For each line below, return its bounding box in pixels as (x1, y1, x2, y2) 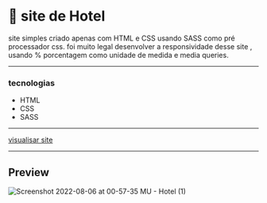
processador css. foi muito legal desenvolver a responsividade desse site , (8, 41, 253, 51)
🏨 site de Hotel (8, 7, 106, 25)
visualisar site (8, 135, 53, 145)
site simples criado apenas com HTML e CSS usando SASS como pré (8, 33, 236, 43)
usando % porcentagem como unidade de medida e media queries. (8, 50, 229, 59)
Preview (8, 166, 50, 179)
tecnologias (8, 77, 56, 88)
